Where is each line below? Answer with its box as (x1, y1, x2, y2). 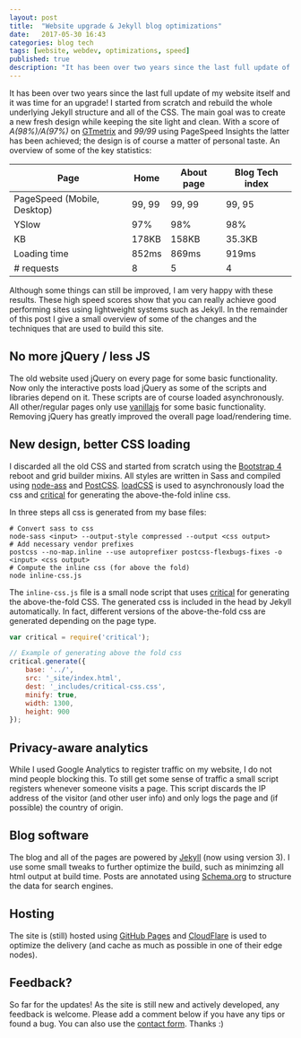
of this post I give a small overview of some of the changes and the (9, 313, 257, 324)
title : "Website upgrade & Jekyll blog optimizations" (9, 22, 222, 30)
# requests (13, 262, 60, 274)
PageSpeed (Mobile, (13, 192, 100, 204)
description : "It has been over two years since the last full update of (9, 64, 291, 73)
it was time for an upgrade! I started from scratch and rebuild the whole (9, 97, 273, 108)
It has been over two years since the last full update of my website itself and (9, 87, 291, 99)
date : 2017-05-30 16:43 (9, 30, 106, 39)
